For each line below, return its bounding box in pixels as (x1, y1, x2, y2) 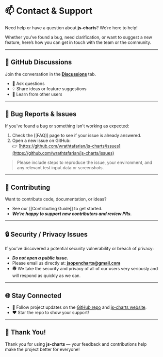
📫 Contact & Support (5, 5, 93, 17)
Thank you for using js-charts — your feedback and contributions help (5, 341, 147, 347)
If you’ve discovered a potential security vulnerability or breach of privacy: (5, 246, 154, 252)
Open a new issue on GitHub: (12, 138, 71, 143)
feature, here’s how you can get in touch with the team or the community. (5, 39, 151, 45)
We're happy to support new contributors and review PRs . (12, 211, 132, 217)
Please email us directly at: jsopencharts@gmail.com (12, 260, 120, 266)
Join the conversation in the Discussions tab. (5, 71, 96, 77)
